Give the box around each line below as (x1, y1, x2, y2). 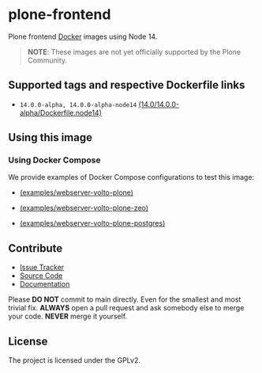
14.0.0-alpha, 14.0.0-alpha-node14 (19, 101, 137, 108)
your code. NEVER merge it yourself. (8, 311, 128, 322)
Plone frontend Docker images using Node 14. (8, 32, 158, 41)
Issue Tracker (19, 263, 65, 272)
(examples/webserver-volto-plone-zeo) (19, 204, 148, 213)
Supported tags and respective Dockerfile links (8, 78, 245, 92)
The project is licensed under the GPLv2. (8, 356, 140, 365)
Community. (27, 55, 68, 65)
